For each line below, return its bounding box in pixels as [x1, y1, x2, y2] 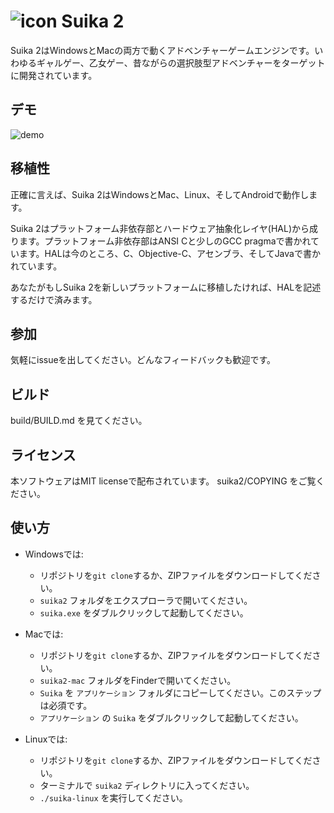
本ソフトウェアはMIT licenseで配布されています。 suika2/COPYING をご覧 [10, 475, 317, 487]
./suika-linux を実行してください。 [39, 791, 188, 804]
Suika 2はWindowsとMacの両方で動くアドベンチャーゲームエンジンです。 [10, 44, 315, 56]
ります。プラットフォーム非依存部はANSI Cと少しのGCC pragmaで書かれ [10, 235, 312, 247]
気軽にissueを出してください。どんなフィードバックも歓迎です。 [10, 354, 277, 366]
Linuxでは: [24, 733, 68, 745]
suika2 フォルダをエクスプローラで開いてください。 [39, 594, 253, 606]
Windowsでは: [24, 548, 84, 560]
